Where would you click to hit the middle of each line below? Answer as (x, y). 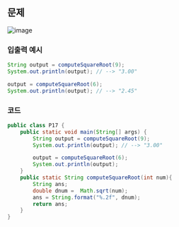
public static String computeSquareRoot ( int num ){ (96, 178)
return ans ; (51, 204)
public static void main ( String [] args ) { (83, 132)
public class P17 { (36, 125)
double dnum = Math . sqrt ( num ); (81, 191)
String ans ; (51, 184)
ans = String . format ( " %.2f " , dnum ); (87, 197)
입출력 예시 (25, 50)
